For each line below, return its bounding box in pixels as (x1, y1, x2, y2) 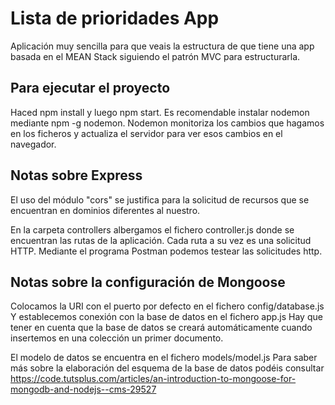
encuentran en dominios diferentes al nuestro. (10, 204, 201, 216)
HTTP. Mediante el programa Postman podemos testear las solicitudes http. (10, 245, 323, 257)
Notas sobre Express (10, 167, 143, 184)
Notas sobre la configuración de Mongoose (10, 273, 286, 291)
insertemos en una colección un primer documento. (10, 332, 224, 344)
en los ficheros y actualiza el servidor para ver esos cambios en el (10, 127, 283, 139)
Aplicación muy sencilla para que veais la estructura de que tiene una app (10, 40, 315, 52)
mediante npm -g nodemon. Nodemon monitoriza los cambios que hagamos (10, 117, 325, 129)
